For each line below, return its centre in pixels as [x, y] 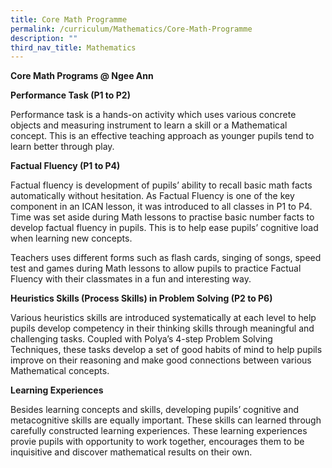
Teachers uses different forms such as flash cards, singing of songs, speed [166, 258]
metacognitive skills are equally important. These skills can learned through [166, 420]
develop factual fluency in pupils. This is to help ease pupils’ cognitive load [164, 228]
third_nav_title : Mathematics [73, 47]
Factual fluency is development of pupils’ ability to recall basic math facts [161, 185]
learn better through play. [62, 147]
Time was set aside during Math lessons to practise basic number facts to [162, 217]
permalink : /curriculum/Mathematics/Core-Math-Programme [131, 29]
